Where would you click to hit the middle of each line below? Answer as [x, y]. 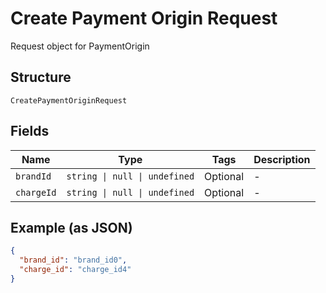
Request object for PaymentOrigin [80, 46]
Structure [41, 77]
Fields [30, 131]
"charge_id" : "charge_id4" [75, 270]
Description [282, 159]
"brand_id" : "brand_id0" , [73, 260]
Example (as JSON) [71, 227]
